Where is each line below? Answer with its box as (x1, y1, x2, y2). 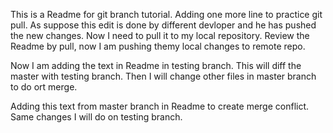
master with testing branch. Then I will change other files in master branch (10, 70, 317, 82)
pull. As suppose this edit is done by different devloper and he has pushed (10, 19, 317, 31)
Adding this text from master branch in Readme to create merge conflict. (10, 100, 310, 112)
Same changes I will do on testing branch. (10, 111, 183, 123)
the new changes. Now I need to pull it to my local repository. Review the (10, 30, 310, 41)
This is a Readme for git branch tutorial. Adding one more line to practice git (10, 9, 323, 20)
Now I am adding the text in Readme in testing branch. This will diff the (10, 60, 302, 71)
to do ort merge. (10, 81, 78, 93)
